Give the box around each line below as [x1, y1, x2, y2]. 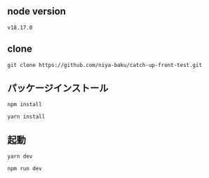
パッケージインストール [7, 82, 109, 94]
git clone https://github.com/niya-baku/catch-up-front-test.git [7, 61, 202, 68]
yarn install [7, 113, 46, 121]
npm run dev [7, 165, 42, 172]
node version [7, 6, 67, 17]
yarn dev [7, 153, 33, 160]
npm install [7, 101, 42, 108]
